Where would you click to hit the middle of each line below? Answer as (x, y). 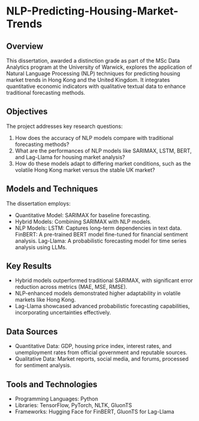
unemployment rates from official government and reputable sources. (101, 353)
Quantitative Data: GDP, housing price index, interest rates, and (93, 346)
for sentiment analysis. (43, 366)
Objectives (27, 112)
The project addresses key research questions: (65, 126)
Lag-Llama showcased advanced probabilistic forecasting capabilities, (103, 306)
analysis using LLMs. (41, 247)
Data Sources (32, 331)
